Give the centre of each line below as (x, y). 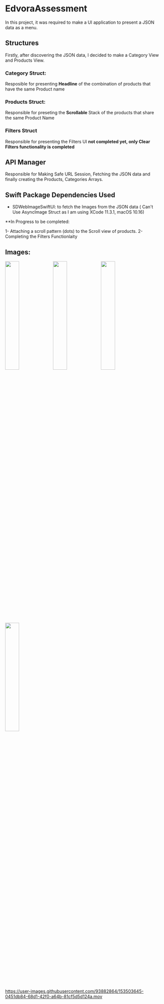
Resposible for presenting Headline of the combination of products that (78, 84)
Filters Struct (21, 131)
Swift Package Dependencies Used (60, 195)
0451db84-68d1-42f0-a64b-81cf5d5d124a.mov (54, 997)
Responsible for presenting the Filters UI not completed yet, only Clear (78, 141)
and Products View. (25, 60)
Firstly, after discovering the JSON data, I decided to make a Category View (82, 55)
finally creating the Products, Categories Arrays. (54, 179)
